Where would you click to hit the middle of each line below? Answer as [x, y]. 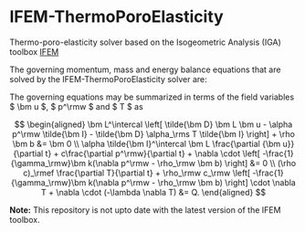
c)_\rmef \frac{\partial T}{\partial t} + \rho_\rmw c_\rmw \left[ [137, 173]
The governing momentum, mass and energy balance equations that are [145, 69]
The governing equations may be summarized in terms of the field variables [152, 97]
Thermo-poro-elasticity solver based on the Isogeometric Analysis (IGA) [145, 42]
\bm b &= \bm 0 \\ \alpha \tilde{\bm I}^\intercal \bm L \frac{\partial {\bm [147, 143]
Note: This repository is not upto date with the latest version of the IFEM [145, 210]
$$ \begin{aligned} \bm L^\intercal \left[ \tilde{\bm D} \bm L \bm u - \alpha [153, 124]
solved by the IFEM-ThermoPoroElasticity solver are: [108, 79]
